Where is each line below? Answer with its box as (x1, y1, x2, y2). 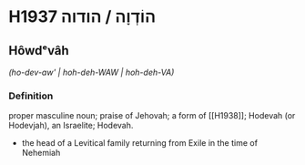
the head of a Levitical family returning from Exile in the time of (21, 138, 259, 149)
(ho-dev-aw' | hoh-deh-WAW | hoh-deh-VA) (8, 67, 175, 77)
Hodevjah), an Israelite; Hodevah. (8, 120, 134, 131)
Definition (8, 89, 54, 102)
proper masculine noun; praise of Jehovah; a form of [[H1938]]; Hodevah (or (8, 110, 296, 121)
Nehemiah (21, 148, 61, 159)
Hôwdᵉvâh (8, 43, 69, 58)
